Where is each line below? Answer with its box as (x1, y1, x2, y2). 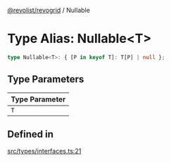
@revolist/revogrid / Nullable (7, 6, 90, 14)
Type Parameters (7, 73, 84, 85)
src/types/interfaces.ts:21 (7, 147, 82, 156)
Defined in (7, 128, 54, 140)
